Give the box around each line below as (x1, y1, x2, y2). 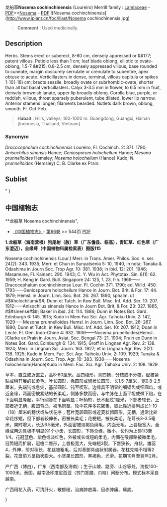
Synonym (5, 133, 29, 140)
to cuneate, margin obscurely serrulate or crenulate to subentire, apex (5, 68, 149, 74)
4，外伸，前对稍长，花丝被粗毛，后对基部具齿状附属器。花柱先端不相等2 (5, 446, 155, 453)
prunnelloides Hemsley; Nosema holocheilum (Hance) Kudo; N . (5, 155, 135, 161)
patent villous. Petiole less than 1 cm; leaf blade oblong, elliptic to (5, 58, 139, 64)
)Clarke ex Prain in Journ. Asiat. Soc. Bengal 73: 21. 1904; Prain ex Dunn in (5, 335, 158, 341)
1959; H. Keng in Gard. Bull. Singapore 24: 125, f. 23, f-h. (5, 276, 121, 282)
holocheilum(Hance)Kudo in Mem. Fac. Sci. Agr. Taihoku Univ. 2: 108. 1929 (5, 361, 158, 367)
